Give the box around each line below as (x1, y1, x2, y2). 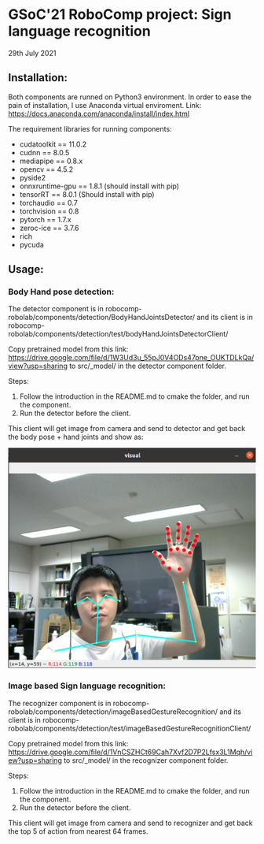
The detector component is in (8, 304, 104, 314)
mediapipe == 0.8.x (19, 156, 83, 165)
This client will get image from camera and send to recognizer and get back (8, 818, 253, 827)
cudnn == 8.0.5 (19, 147, 70, 157)
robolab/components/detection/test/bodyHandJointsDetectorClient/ (8, 329, 229, 339)
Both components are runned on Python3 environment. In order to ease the (8, 92, 252, 102)
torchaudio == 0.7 (19, 198, 79, 207)
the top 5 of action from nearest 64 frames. (8, 826, 148, 836)
